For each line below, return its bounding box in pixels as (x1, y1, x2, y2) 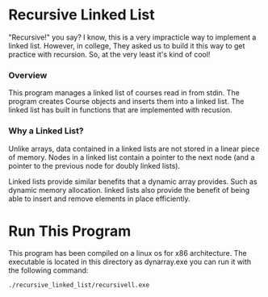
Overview (8, 69, 48, 81)
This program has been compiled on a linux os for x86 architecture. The (8, 249, 248, 258)
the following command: (8, 266, 89, 275)
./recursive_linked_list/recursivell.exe (8, 281, 150, 290)
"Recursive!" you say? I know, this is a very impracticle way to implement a (8, 32, 257, 42)
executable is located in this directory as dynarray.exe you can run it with (8, 257, 252, 267)
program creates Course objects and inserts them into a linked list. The (8, 97, 245, 107)
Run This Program (8, 222, 132, 240)
